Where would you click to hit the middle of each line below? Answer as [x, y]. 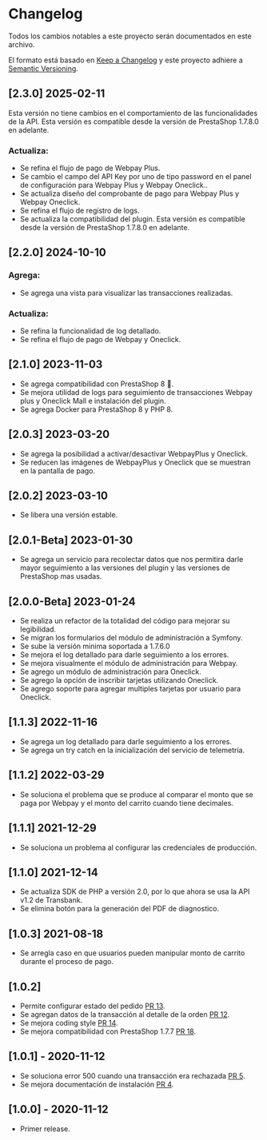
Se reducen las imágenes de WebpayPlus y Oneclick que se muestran [135, 462]
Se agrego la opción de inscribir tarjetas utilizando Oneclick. [119, 680]
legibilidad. [38, 629]
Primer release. [45, 1129]
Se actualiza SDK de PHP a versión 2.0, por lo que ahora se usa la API [135, 891]
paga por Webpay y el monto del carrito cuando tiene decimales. [127, 803]
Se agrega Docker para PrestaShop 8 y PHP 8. [96, 409]
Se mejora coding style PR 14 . [69, 1022]
